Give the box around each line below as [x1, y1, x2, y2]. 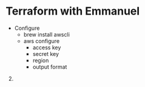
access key [32, 44, 61, 51]
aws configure [23, 37, 60, 44]
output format [32, 63, 67, 71]
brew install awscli [23, 30, 70, 38]
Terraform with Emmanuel [5, 4, 140, 18]
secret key [32, 50, 59, 57]
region [32, 57, 49, 64]
